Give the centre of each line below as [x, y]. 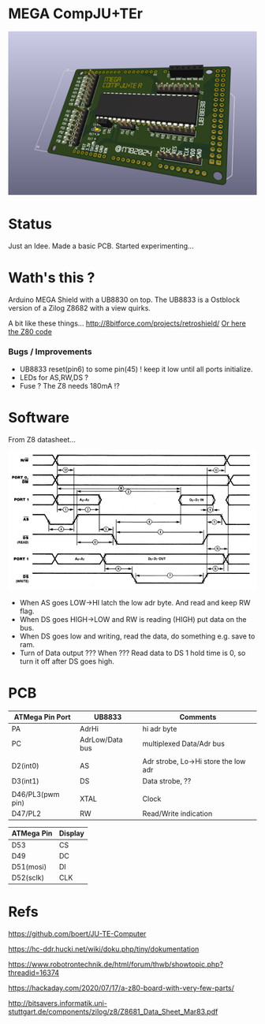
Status [30, 223]
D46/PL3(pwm [35, 795]
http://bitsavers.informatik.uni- [58, 1003]
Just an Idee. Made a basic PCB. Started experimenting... [101, 246]
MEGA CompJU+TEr [76, 14]
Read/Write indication [177, 814]
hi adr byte [160, 728]
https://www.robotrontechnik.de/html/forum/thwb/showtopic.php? [116, 964]
